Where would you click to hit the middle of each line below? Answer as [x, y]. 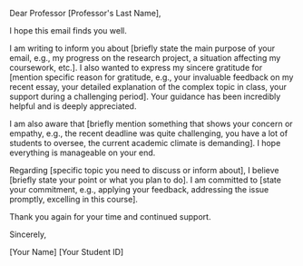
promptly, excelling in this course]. [74, 199]
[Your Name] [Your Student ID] [67, 252]
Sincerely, [28, 234]
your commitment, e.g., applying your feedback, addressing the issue [139, 189]
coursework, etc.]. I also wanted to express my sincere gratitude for [136, 68]
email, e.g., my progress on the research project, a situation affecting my [145, 58]
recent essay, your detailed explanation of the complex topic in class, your [148, 87]
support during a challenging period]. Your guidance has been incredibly [145, 96]
